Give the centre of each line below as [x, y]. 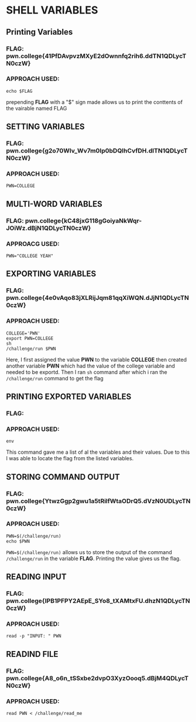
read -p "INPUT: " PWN [34, 636]
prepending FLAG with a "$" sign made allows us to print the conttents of [94, 102]
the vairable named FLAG [37, 108]
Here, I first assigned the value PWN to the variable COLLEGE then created [97, 359]
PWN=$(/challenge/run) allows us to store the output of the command [89, 552]
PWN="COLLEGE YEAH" [30, 256]
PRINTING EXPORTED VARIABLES [69, 397]
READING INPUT [36, 577]
